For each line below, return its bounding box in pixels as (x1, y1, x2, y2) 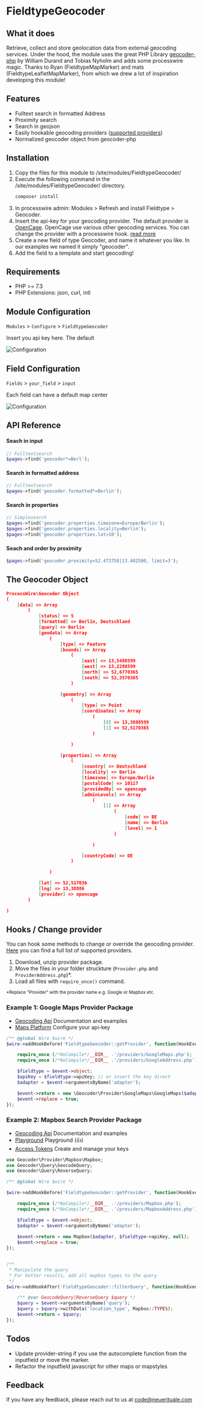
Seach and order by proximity (6, 544, 82, 552)
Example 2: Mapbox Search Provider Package (6, 1116, 142, 1124)
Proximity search (14, 116, 57, 123)
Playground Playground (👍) (14, 1136, 84, 1143)
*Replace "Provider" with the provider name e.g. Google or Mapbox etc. (6, 990, 155, 996)
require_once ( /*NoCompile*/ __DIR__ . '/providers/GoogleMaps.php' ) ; (17, 1052, 192, 1058)
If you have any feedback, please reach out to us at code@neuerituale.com (6, 1396, 192, 1404)
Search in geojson (14, 122, 60, 130)
